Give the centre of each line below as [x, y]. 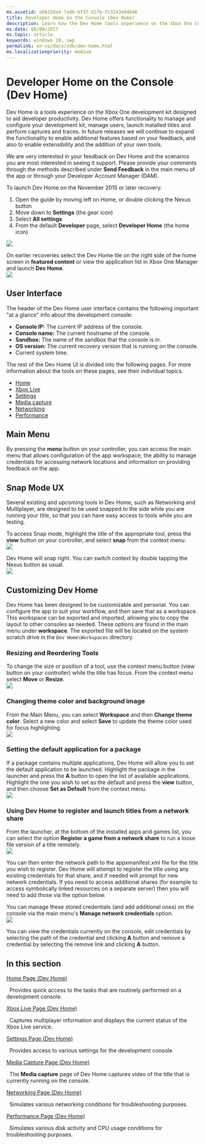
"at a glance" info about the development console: [70, 315]
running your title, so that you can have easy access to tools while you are [99, 515]
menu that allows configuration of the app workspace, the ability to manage [101, 455]
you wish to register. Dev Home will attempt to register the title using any [98, 869]
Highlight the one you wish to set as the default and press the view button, [100, 782]
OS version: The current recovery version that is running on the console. [106, 346]
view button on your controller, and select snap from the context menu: [96, 540]
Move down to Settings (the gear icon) [64, 212]
